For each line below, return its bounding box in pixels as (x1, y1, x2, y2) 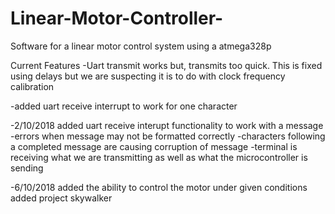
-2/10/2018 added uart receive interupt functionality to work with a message (10, 119, 324, 131)
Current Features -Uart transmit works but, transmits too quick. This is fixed (10, 59, 323, 71)
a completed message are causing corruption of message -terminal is (10, 140, 298, 152)
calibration (10, 80, 55, 92)
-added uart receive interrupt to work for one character (10, 100, 238, 112)
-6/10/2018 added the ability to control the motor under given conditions (10, 181, 308, 193)
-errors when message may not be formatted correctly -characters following (10, 130, 326, 142)
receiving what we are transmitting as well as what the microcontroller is (10, 151, 308, 163)
